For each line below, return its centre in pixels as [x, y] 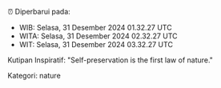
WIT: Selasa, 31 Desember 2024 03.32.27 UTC [96, 44]
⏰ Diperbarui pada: [39, 12]
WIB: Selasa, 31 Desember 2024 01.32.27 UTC [96, 28]
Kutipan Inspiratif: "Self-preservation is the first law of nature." [110, 60]
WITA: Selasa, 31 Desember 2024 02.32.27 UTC [98, 36]
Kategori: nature [34, 76]
